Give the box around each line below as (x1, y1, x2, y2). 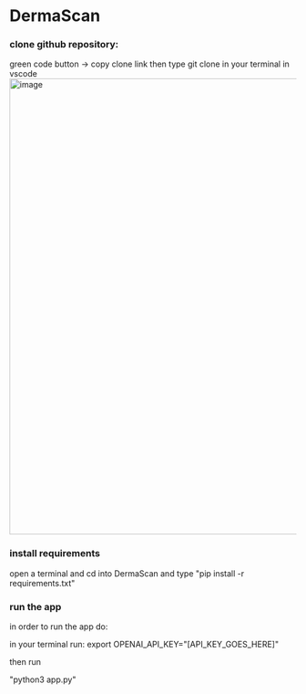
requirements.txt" (9, 577, 76, 588)
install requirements (9, 547, 100, 560)
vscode (9, 68, 38, 79)
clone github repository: (9, 38, 119, 51)
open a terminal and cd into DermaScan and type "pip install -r (9, 567, 245, 579)
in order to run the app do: (9, 621, 108, 632)
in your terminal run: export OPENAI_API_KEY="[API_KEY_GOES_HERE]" (9, 639, 280, 650)
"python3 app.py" (9, 674, 76, 685)
